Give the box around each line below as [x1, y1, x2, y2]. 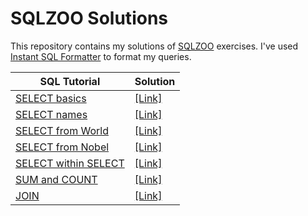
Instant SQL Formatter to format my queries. [10, 50, 192, 62]
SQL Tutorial [39, 74, 101, 88]
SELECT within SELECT [15, 156, 125, 170]
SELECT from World [15, 123, 109, 137]
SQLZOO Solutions [10, 7, 168, 30]
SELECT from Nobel [15, 140, 110, 154]
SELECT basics [15, 91, 87, 105]
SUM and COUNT [15, 172, 98, 186]
